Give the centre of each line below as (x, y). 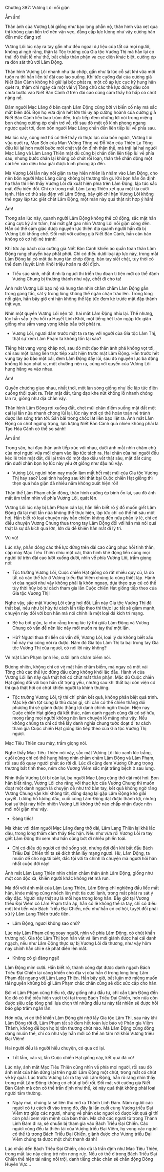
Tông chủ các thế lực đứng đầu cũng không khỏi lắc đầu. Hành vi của (75, 672)
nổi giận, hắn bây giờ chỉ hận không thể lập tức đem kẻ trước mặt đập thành (81, 299)
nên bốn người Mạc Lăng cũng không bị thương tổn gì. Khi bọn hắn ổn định (81, 178)
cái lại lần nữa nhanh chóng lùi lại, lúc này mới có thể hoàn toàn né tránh (78, 413)
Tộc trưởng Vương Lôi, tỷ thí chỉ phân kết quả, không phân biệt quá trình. (85, 697)
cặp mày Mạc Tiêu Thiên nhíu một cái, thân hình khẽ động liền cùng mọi (78, 552)
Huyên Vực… (18, 1164)
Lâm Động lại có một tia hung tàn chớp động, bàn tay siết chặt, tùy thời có (79, 259)
